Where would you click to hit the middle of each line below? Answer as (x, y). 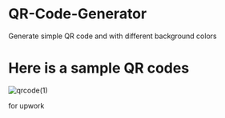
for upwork (26, 105)
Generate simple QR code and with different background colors (113, 36)
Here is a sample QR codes (99, 68)
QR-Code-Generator (78, 14)
